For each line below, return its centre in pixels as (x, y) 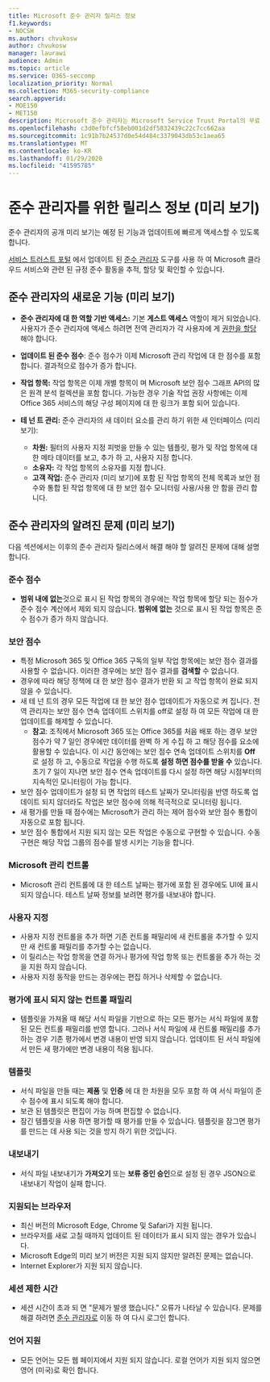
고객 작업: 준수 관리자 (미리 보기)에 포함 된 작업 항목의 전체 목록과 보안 (142, 478)
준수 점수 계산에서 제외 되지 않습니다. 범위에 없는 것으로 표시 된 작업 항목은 (137, 608)
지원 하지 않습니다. (58, 967)
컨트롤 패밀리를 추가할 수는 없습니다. (94, 946)
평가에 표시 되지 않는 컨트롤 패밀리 (71, 1000)
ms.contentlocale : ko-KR (50, 151)
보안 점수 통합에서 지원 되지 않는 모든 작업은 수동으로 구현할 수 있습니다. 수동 (140, 833)
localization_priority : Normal (61, 83)
